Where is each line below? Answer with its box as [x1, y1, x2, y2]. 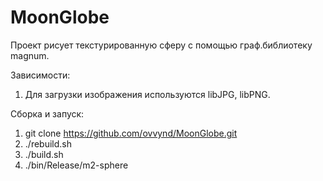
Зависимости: [10, 69, 71, 81]
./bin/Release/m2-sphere [24, 159, 129, 171]
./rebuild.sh [24, 137, 72, 150]
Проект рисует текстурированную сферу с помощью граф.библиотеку [10, 39, 313, 51]
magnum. [10, 49, 50, 61]
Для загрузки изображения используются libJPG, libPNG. [24, 88, 271, 100]
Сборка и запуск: [10, 107, 85, 120]
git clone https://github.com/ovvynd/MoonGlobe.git [24, 127, 238, 139]
